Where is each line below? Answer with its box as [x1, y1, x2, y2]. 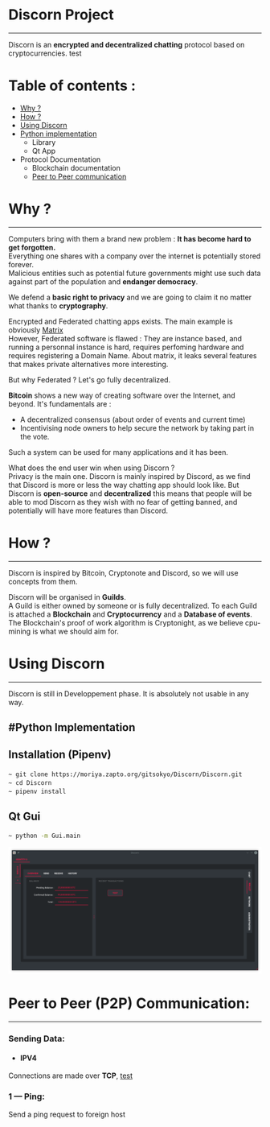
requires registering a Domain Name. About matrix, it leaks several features [8, 350, 257, 360]
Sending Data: [8, 1033, 66, 1044]
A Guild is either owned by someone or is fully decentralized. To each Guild [8, 601, 257, 610]
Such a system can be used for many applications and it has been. [8, 447, 229, 456]
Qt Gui [8, 809, 41, 823]
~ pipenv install [8, 787, 67, 795]
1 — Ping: [8, 1091, 46, 1102]
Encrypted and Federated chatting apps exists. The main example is [8, 316, 233, 326]
